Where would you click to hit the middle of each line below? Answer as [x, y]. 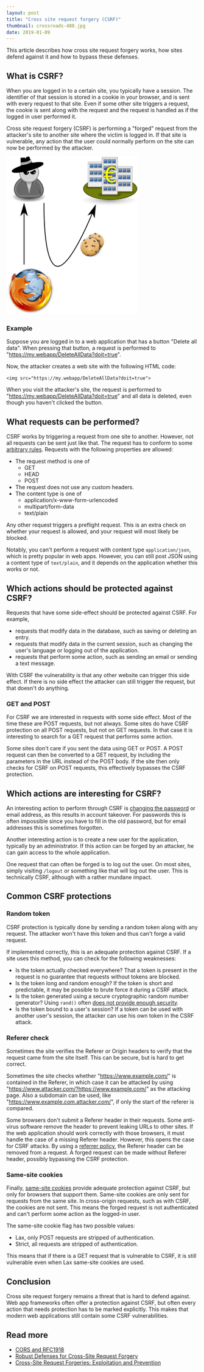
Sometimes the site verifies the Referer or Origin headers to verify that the [99, 1051]
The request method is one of [52, 461]
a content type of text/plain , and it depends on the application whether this [102, 563]
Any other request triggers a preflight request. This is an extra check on [96, 525]
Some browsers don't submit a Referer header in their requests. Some [94, 1120]
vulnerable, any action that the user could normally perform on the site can [100, 142]
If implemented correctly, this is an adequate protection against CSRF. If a [99, 952]
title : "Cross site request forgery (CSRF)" [64, 19]
